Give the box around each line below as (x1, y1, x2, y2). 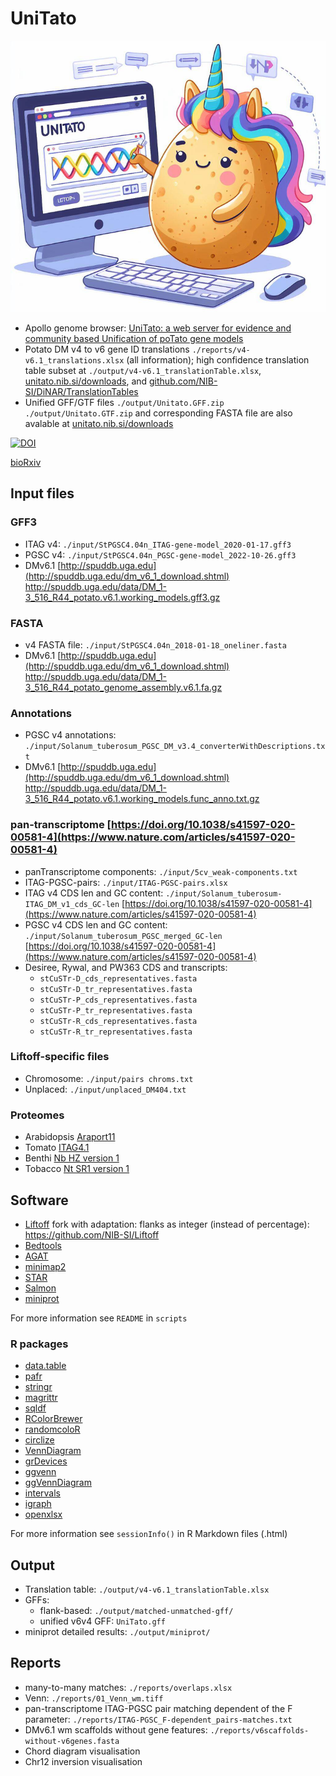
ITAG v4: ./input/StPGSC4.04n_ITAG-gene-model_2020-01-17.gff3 (24, 538, 292, 550)
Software (10, 1192, 69, 1209)
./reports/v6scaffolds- (209, 1725, 310, 1736)
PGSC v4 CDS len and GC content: (24, 918, 168, 931)
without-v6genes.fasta (24, 1736, 120, 1746)
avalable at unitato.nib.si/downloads (24, 417, 174, 429)
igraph (24, 1498, 52, 1510)
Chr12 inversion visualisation (24, 1755, 143, 1767)
